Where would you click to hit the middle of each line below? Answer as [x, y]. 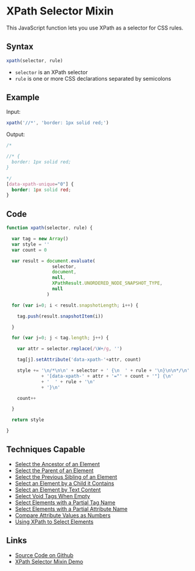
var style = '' [31, 244]
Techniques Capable [46, 450]
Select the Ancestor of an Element [57, 464]
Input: [14, 112]
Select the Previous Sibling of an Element [66, 476]
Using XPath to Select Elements [54, 522]
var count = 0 [29, 250]
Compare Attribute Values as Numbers [63, 515]
